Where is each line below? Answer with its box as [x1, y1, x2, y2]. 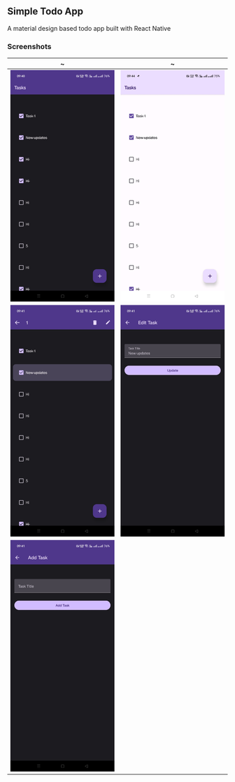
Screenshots [7, 41, 52, 51]
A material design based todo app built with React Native [7, 24, 171, 32]
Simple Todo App [7, 6, 84, 17]
